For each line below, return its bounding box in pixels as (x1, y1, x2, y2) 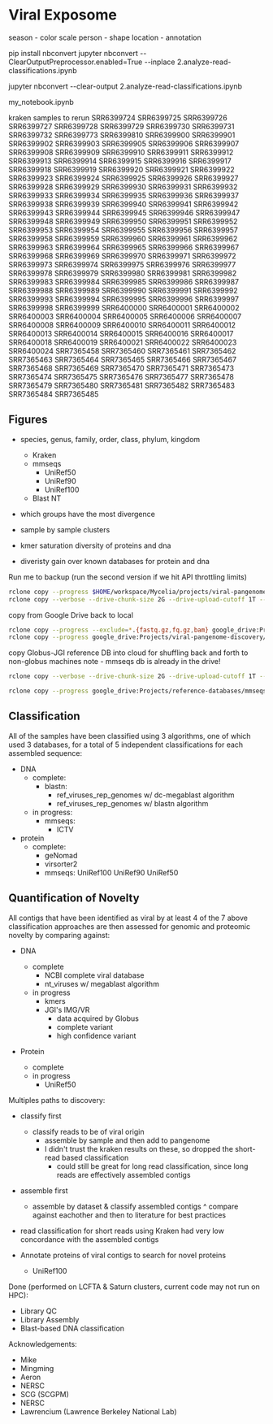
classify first (19, 1111, 63, 1121)
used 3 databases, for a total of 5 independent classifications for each (8, 740, 244, 749)
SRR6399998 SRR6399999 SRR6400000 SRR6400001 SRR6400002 (8, 302, 240, 312)
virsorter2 (44, 859, 78, 869)
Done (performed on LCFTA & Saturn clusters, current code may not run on (8, 1282, 260, 1292)
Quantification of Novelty (8, 892, 140, 905)
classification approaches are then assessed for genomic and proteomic (8, 921, 250, 931)
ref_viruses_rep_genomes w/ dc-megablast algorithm (56, 790, 235, 800)
